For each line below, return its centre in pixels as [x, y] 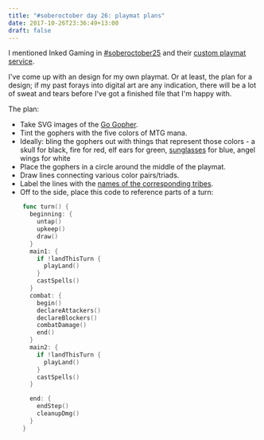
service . [21, 61]
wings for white [45, 158]
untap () [49, 222]
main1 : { [44, 251]
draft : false [30, 30]
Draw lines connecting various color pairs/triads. [99, 175]
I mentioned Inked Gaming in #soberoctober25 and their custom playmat [127, 53]
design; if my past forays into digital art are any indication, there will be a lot [132, 85]
